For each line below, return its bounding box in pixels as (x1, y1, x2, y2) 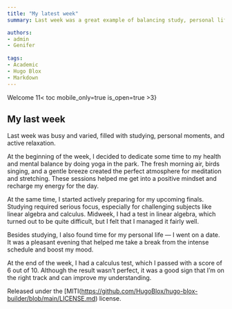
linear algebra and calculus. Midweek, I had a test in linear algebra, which (7, 210, 216, 218)
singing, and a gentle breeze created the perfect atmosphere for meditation (7, 167, 222, 175)
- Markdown (7, 74, 39, 81)
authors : (7, 29, 32, 36)
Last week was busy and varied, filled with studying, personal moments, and (7, 132, 225, 140)
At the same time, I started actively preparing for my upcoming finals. (7, 195, 204, 204)
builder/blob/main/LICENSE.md (7, 294, 96, 303)
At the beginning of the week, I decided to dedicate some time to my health (7, 152, 222, 161)
